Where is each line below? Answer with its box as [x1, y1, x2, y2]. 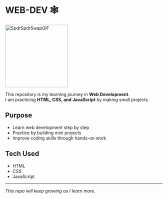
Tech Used [5, 149, 39, 158]
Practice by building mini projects [12, 129, 81, 135]
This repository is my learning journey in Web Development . [5, 91, 130, 97]
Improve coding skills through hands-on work [12, 135, 106, 141]
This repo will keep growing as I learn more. [5, 187, 96, 193]
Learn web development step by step [12, 124, 89, 130]
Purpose [5, 111, 32, 119]
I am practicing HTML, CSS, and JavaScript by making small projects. [5, 96, 149, 102]
